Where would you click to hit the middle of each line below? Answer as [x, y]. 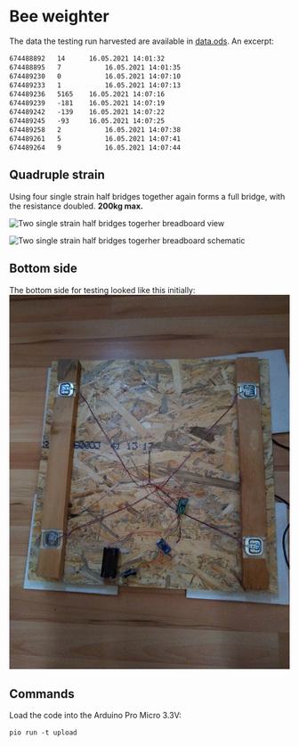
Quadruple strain [57, 175]
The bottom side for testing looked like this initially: [102, 290]
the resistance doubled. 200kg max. [77, 206]
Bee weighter [59, 16]
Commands [42, 694]
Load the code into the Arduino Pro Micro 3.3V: [95, 716]
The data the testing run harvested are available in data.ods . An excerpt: [141, 41]
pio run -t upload [43, 733]
